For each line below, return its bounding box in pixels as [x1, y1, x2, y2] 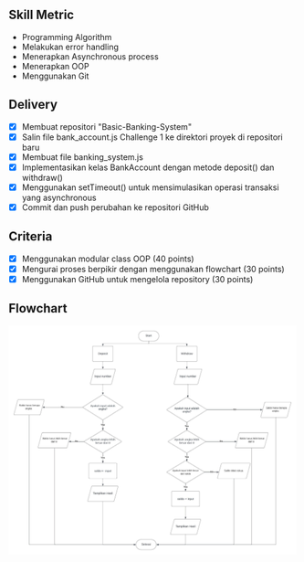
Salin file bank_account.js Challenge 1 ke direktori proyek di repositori [21, 132, 284, 143]
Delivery [8, 97, 58, 112]
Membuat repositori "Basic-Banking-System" [21, 121, 193, 132]
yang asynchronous [21, 192, 97, 203]
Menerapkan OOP [21, 60, 89, 71]
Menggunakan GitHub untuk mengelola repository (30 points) [21, 273, 254, 284]
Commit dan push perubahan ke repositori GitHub [21, 201, 209, 213]
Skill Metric [8, 7, 75, 23]
